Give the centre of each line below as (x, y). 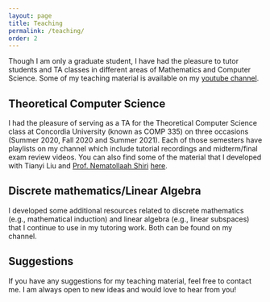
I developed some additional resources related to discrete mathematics (126, 210)
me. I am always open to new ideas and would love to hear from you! (123, 289)
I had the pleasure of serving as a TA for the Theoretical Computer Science (133, 123)
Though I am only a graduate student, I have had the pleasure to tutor (124, 61)
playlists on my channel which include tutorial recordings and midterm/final (133, 149)
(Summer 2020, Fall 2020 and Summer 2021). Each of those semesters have (135, 140)
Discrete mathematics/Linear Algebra (105, 191)
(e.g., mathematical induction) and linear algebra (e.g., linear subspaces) (129, 219)
